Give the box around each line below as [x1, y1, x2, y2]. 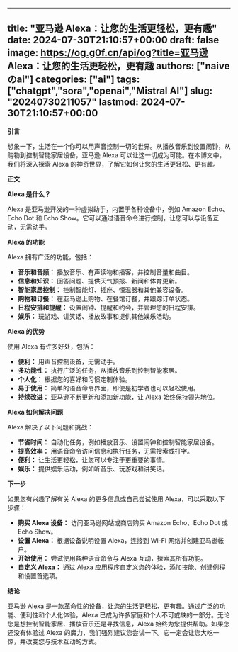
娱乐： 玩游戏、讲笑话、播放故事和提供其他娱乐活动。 [17, 312, 175, 320]
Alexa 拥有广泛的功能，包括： [7, 252, 94, 261]
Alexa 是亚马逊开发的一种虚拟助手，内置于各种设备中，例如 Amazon [7, 205, 207, 213]
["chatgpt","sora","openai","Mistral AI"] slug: [7, 85, 213, 97]
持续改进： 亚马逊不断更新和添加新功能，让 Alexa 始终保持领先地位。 [17, 393, 220, 401]
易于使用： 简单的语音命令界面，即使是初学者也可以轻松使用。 [17, 383, 200, 392]
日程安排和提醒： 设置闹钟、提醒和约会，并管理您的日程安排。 [17, 303, 200, 312]
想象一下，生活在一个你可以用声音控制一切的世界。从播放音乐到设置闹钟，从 [7, 142, 231, 150]
